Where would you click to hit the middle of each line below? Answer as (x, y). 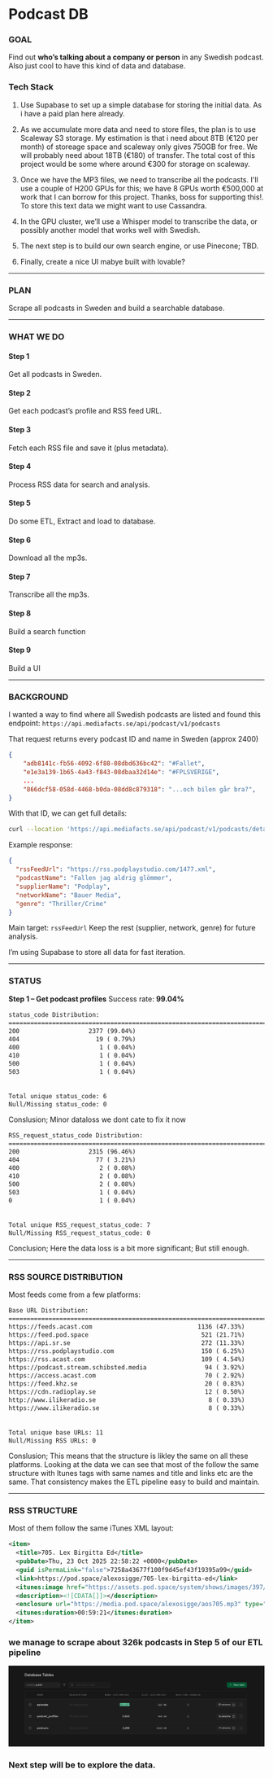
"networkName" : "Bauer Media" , (69, 895)
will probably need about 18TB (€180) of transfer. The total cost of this (138, 155)
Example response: (41, 845)
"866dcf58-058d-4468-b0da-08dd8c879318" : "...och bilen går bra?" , (139, 789)
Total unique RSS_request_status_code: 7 (80, 1225)
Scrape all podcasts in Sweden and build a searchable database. (117, 308)
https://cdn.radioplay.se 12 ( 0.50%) (127, 1392)
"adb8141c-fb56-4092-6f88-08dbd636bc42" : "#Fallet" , (114, 764)
